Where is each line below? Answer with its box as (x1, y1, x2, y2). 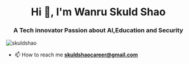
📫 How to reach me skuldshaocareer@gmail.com (14, 51, 138, 58)
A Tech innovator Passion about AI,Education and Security (13, 26, 183, 35)
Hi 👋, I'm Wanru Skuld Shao (31, 5, 166, 19)
